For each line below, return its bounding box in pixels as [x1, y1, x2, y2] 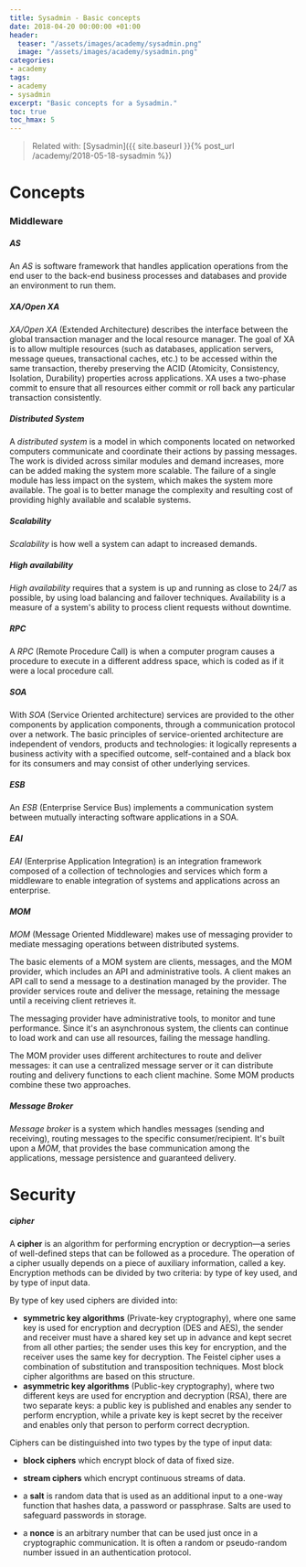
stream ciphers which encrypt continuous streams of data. [22, 1473, 246, 1484]
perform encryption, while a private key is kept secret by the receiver [22, 1410, 283, 1421]
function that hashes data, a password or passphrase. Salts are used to [22, 1500, 291, 1511]
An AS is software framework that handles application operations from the [9, 261, 289, 272]
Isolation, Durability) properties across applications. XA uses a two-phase [9, 372, 287, 384]
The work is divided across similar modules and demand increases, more [9, 456, 285, 467]
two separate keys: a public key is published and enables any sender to [22, 1401, 292, 1411]
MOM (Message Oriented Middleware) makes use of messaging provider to [9, 928, 293, 939]
